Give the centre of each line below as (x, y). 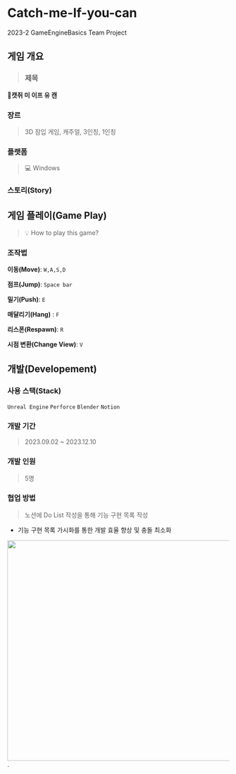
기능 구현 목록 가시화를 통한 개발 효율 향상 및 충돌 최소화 (94, 530)
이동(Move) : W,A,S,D (37, 270)
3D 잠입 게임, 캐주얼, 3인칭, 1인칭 (70, 131)
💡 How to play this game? (62, 232)
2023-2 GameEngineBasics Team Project (67, 32)
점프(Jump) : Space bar (40, 284)
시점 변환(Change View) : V (45, 344)
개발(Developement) (52, 369)
